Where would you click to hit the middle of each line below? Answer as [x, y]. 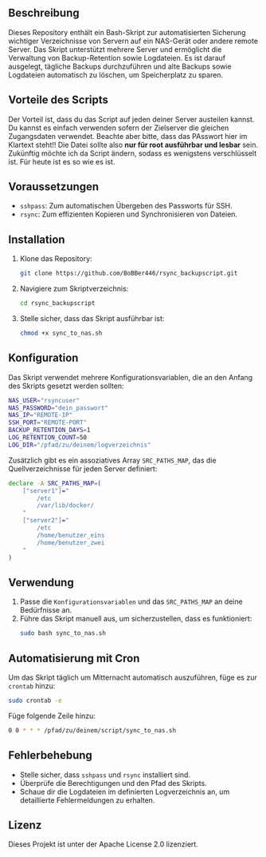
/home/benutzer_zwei [71, 542]
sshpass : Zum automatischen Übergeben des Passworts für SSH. [126, 206]
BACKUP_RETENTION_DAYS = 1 [49, 430]
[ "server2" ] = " [46, 521]
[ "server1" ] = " [46, 490]
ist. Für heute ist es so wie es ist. [62, 161]
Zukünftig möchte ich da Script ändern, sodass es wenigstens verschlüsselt [133, 153]
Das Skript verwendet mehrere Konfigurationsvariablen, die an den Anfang [131, 377]
